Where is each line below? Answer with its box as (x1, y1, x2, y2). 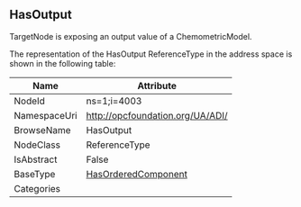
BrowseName (14, 123, 71, 136)
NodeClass (14, 139, 61, 151)
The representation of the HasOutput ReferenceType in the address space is (9, 49, 293, 59)
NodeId (14, 94, 45, 107)
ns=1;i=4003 (86, 94, 142, 107)
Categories (14, 182, 61, 194)
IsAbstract (14, 153, 58, 166)
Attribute (137, 79, 178, 92)
